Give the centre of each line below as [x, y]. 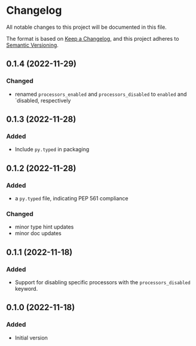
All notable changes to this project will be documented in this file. [87, 27]
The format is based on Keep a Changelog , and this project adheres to [93, 38]
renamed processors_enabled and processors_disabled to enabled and [101, 94]
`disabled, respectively [43, 100]
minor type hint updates [44, 227]
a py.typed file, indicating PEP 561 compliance [71, 198]
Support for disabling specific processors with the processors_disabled [102, 282]
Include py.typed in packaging [52, 149]
